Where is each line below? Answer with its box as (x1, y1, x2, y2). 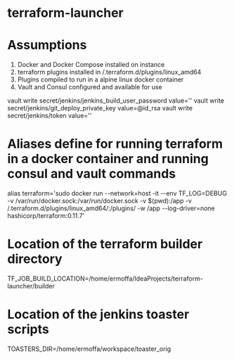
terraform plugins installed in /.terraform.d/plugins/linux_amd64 (17, 68, 202, 77)
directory (7, 251, 63, 267)
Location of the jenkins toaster (7, 307, 190, 323)
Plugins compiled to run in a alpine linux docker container (17, 75, 184, 84)
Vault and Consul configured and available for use (17, 83, 163, 91)
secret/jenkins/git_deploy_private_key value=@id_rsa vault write (7, 104, 193, 112)
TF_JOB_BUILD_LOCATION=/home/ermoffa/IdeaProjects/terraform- (7, 274, 204, 283)
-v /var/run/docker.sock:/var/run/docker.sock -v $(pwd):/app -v (7, 197, 192, 205)
